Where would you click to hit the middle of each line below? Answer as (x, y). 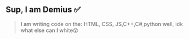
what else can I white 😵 (49, 30)
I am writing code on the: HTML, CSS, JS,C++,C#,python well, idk (101, 24)
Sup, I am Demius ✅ (43, 10)
